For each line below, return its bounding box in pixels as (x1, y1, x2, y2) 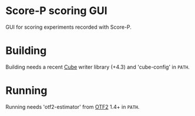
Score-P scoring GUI (5, 4, 107, 18)
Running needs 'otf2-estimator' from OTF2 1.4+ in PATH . (5, 103, 140, 110)
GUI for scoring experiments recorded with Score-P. (5, 23, 132, 30)
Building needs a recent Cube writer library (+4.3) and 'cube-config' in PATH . (5, 63, 190, 70)
